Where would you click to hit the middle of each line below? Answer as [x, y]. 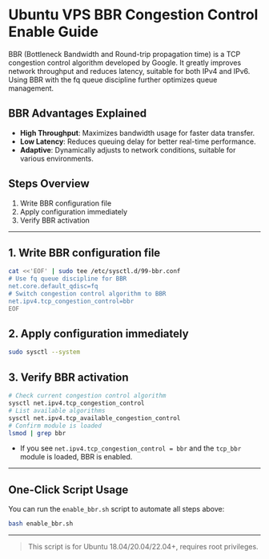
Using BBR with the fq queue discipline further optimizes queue [113, 80]
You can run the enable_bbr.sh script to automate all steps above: [116, 509]
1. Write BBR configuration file [84, 253]
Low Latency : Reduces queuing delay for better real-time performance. [138, 141]
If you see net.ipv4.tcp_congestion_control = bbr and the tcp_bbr [130, 448]
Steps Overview [49, 184]
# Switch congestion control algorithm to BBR [87, 294]
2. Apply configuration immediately [99, 334]
